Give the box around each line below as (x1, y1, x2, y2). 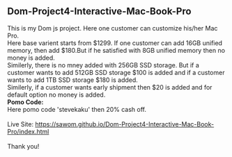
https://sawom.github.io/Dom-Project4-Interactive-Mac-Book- (34, 119, 215, 128)
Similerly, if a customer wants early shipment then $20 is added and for (7, 83, 212, 91)
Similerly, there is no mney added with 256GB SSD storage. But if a (7, 60, 200, 69)
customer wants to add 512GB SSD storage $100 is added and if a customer (7, 68, 225, 76)
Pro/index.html (7, 127, 49, 135)
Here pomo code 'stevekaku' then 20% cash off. (7, 105, 146, 113)
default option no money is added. (7, 90, 106, 99)
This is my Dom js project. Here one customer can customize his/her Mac (7, 24, 218, 32)
